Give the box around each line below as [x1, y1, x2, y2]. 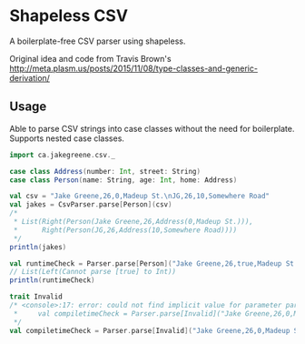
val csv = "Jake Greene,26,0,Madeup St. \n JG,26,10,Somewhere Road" [9, 192, 271, 201]
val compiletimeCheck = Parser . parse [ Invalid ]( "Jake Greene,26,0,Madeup [9, 326, 290, 335]
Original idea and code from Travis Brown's [9, 53, 172, 64]
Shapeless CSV [9, 5, 129, 26]
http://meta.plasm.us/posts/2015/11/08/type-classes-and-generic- [9, 63, 259, 74]
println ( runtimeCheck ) [9, 276, 95, 285]
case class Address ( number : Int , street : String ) [9, 167, 202, 176]
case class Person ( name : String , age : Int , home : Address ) [9, 175, 238, 185]
